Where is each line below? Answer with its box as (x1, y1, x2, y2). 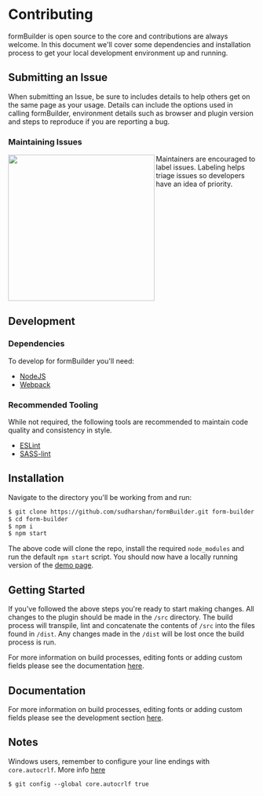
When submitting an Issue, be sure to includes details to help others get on (8, 92, 250, 101)
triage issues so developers (155, 171, 245, 181)
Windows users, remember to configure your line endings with (8, 756, 210, 766)
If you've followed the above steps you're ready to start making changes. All (8, 604, 254, 614)
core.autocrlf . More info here (8, 765, 106, 774)
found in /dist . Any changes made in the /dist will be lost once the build (8, 630, 245, 639)
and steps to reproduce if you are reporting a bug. (8, 116, 170, 126)
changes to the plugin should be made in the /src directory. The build (8, 612, 233, 622)
